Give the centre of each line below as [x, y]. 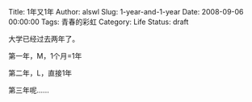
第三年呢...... [29, 90]
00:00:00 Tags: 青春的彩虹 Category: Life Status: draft [99, 22]
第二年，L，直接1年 [40, 73]
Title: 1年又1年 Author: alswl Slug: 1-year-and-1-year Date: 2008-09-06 [126, 12]
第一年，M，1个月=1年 [45, 56]
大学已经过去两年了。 [44, 39]
